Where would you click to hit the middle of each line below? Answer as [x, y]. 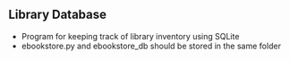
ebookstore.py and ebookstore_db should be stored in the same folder [151, 46]
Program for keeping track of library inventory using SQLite [130, 36]
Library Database [58, 15]
